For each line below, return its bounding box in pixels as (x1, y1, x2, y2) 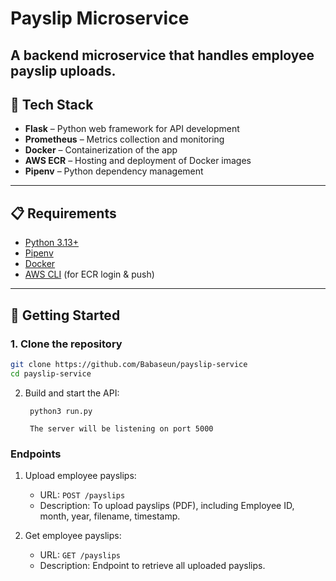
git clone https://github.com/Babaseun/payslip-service (10, 359, 248, 369)
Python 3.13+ (24, 237, 80, 249)
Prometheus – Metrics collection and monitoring (24, 133, 225, 146)
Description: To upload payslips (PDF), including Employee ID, (39, 499, 295, 511)
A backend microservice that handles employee (10, 47, 315, 64)
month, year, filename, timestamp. (39, 510, 181, 522)
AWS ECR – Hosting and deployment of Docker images (24, 155, 252, 167)
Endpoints (10, 447, 62, 461)
